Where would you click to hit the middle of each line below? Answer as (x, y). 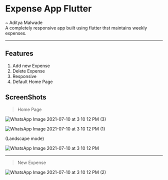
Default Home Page (32, 81)
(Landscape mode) (25, 138)
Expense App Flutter (48, 9)
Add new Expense (31, 65)
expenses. (16, 33)
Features (19, 54)
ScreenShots (26, 97)
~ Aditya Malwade (24, 22)
